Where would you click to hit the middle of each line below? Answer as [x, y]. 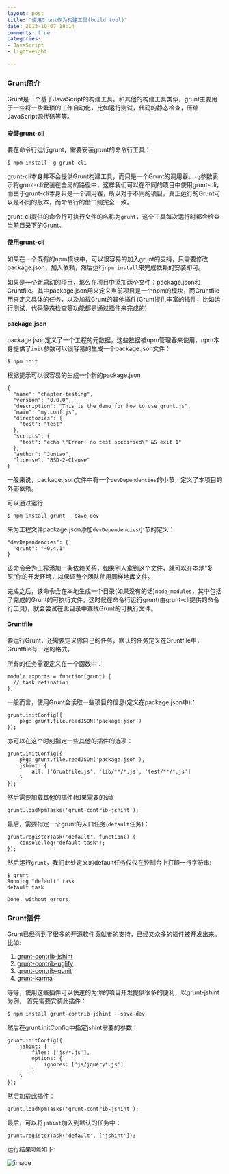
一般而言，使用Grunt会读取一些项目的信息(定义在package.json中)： [102, 702]
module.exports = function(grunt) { [59, 676]
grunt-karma [35, 979]
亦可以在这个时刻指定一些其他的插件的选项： [70, 741]
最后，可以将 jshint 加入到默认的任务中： [64, 1123]
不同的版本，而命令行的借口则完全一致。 [76, 202]
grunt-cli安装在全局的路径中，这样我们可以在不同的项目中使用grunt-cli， [121, 185]
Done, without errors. [39, 899]
